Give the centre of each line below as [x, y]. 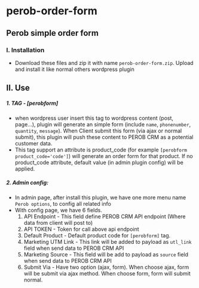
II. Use [18, 88]
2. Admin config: [27, 182]
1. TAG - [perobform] [32, 103]
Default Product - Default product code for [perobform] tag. [97, 236]
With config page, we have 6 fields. [59, 210]
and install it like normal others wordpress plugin [74, 69]
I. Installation [25, 50]
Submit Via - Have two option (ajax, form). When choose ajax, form [106, 267]
